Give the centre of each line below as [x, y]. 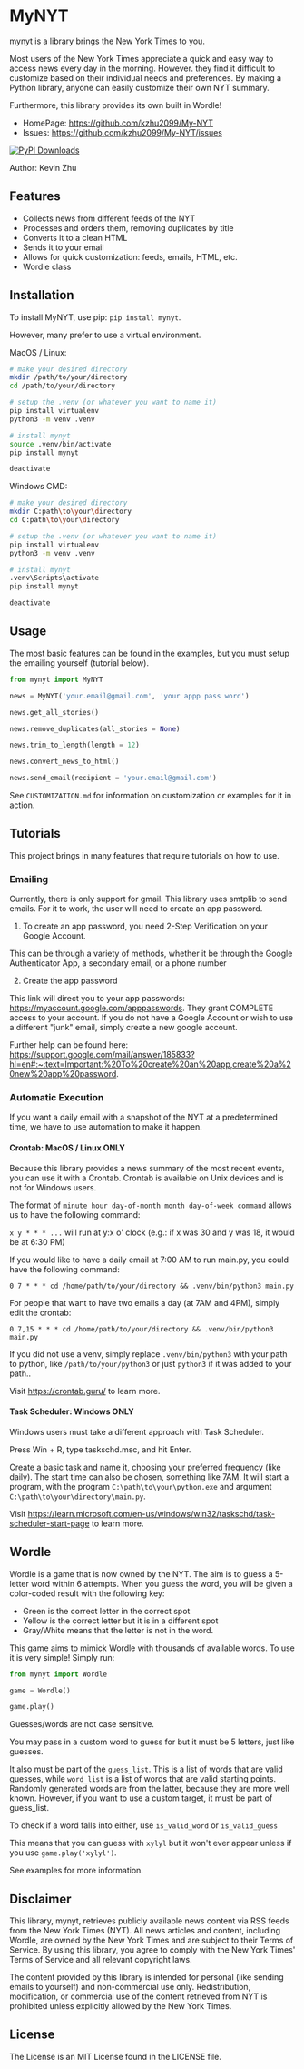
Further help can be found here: [69, 1045]
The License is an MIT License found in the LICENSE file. [116, 2056]
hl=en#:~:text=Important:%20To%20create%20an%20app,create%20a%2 [151, 1064]
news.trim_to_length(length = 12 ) [75, 745]
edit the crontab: [40, 1312]
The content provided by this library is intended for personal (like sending [147, 1977]
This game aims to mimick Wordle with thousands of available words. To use [152, 1648]
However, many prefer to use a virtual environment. [105, 335]
